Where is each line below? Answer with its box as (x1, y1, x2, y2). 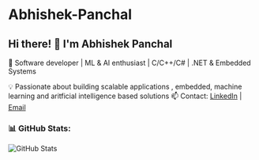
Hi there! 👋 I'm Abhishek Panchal (8, 37, 173, 51)
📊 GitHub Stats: (8, 123, 71, 134)
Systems (8, 67, 37, 76)
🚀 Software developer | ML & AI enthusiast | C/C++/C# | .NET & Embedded (8, 58, 251, 67)
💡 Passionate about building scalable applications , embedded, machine (8, 82, 242, 91)
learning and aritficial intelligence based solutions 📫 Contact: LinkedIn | (8, 91, 242, 101)
